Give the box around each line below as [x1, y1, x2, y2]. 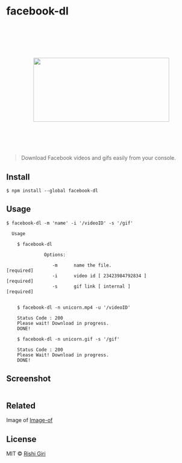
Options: [44, 251, 66, 257]
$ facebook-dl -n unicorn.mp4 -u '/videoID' [17, 304, 131, 310]
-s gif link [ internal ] [52, 283, 131, 289]
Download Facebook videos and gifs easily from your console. [20, 154, 177, 162]
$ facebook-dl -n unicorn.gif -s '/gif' [17, 336, 120, 342]
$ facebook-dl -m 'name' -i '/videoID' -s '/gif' [6, 220, 134, 226]
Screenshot [6, 374, 51, 384]
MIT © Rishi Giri [6, 450, 46, 458]
